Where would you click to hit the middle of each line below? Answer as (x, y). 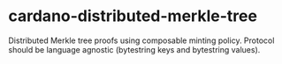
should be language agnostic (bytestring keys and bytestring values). (134, 49)
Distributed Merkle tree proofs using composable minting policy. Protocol (141, 40)
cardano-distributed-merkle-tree (133, 16)
